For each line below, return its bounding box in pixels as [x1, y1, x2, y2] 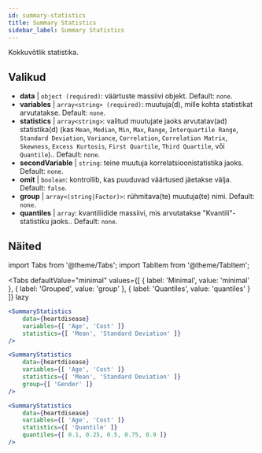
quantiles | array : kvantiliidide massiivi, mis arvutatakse [19, 208, 201, 218]
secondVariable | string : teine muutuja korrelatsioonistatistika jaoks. [19, 158, 244, 168]
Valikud [8, 70, 46, 83]
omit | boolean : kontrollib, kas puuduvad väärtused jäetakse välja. [19, 175, 232, 185]
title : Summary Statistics [8, 19, 97, 27]
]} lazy [8, 293, 29, 301]
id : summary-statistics [8, 11, 87, 20]
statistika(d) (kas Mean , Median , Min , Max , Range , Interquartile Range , [19, 125, 238, 134]
